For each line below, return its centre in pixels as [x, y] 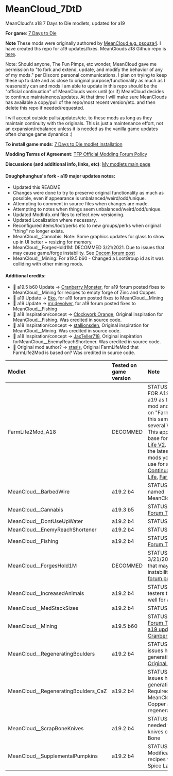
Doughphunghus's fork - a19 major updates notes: [60, 176]
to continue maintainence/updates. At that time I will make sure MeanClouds [86, 97]
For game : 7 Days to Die [31, 33]
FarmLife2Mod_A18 [32, 432]
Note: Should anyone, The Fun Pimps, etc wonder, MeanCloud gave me [81, 64]
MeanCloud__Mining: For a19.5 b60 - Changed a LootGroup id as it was [88, 258]
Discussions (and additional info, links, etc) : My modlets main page [78, 164]
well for [157, 600]
